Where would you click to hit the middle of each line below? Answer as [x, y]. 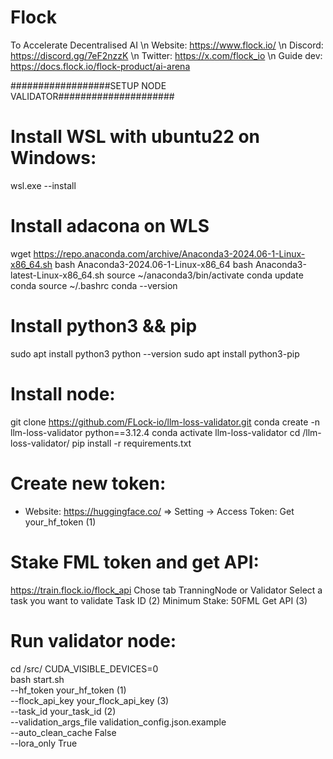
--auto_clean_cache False [63, 732]
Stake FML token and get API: [135, 562]
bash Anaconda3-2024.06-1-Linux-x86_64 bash [154, 264]
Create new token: [88, 483]
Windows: [53, 158]
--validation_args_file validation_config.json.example [118, 722]
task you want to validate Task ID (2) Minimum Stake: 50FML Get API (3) [159, 600]
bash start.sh [37, 679]
